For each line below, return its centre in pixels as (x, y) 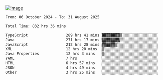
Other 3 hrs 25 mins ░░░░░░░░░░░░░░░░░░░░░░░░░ (81, 72)
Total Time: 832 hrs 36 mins (36, 26)
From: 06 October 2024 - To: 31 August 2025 (52, 17)
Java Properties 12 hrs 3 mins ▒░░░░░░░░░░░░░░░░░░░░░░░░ (81, 54)
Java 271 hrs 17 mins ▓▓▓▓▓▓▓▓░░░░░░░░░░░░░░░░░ (81, 40)
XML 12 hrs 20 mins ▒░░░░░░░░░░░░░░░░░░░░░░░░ (81, 49)
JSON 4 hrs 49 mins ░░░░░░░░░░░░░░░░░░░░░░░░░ (81, 68)
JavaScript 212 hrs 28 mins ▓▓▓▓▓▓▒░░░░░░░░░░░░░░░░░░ (81, 45)
